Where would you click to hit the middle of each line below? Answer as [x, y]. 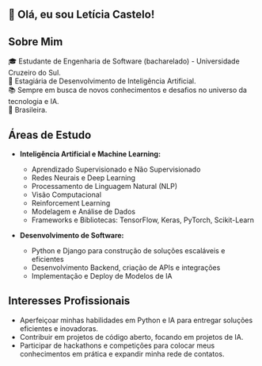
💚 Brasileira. [28, 110]
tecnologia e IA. [34, 102]
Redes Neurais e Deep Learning [84, 178]
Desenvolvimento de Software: [72, 236]
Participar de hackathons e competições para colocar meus [117, 345]
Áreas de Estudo [50, 135]
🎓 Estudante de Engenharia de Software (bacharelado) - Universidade [124, 61]
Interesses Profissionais [69, 301]
